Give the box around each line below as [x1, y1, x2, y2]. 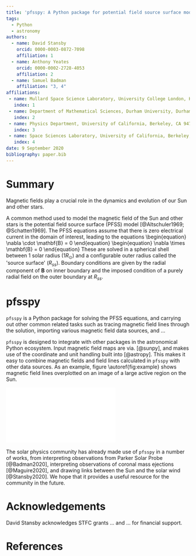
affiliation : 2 [16, 71, 54, 77]
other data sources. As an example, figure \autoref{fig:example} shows [6, 363, 177, 370]
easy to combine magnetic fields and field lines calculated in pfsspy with [6, 357, 180, 364]
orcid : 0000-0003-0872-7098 [16, 47, 85, 53]
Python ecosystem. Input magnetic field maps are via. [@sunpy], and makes [6, 344, 190, 352]
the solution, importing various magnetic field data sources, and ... [6, 327, 166, 334]
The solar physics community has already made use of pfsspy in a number [6, 448, 185, 455]
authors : [6, 34, 27, 40]
